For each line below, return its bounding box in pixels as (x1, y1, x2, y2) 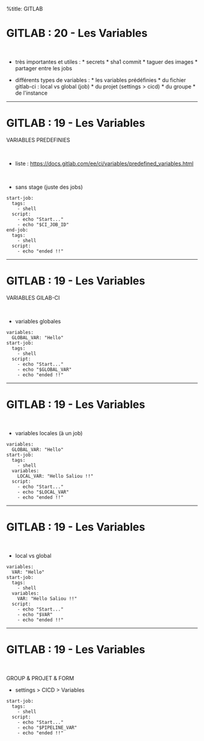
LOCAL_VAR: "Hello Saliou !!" (17, 473, 94, 479)
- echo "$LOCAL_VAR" (17, 489, 69, 495)
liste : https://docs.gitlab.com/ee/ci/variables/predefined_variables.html (15, 160, 194, 167)
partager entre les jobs (15, 64, 73, 72)
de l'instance (15, 89, 48, 96)
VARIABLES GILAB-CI (6, 294, 60, 301)
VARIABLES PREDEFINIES (6, 136, 70, 143)
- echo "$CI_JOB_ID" (17, 222, 69, 228)
